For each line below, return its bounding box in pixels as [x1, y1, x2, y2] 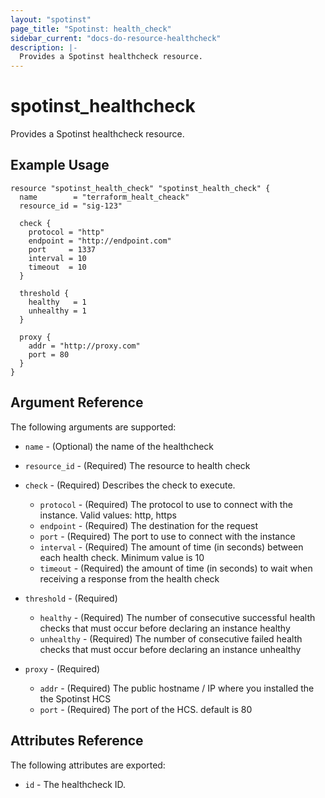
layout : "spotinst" [10, 14, 92, 25]
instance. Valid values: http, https [39, 509, 177, 521]
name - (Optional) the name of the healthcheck [24, 440, 215, 452]
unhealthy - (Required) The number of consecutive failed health [39, 632, 303, 645]
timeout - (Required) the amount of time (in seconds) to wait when [39, 562, 313, 574]
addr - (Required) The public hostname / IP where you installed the [39, 682, 315, 694]
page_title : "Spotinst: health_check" [10, 24, 172, 34]
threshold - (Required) [24, 592, 118, 604]
